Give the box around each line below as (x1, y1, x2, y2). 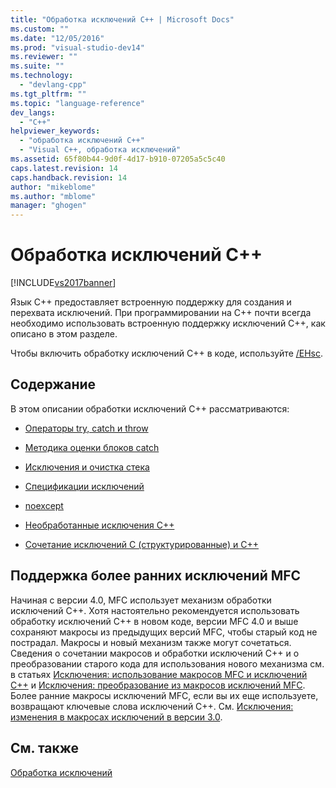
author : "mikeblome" (10, 182, 97, 192)
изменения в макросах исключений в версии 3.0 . (10, 711, 223, 723)
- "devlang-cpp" (19, 80, 87, 90)
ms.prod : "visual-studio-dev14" (10, 42, 145, 53)
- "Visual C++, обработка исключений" (19, 145, 182, 155)
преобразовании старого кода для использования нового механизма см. (10, 657, 325, 670)
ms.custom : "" (10, 24, 70, 34)
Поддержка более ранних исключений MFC (10, 567, 302, 585)
